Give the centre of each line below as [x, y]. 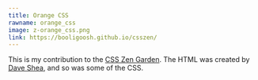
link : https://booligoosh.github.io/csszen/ [83, 37]
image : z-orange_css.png [49, 30]
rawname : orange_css [42, 23]
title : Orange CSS [38, 15]
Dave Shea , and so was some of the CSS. [76, 68]
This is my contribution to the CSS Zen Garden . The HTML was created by [129, 60]
